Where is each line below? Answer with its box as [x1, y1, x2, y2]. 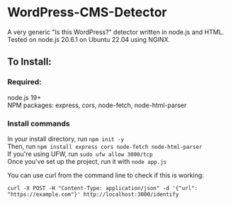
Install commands [7, 118, 70, 128]
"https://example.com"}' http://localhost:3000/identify [7, 191, 179, 198]
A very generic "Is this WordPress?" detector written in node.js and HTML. [7, 28, 225, 36]
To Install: [7, 56, 52, 68]
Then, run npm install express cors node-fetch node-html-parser [7, 142, 203, 150]
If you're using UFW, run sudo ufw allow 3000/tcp [7, 150, 153, 158]
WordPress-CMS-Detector [7, 4, 168, 21]
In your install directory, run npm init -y [7, 134, 124, 143]
